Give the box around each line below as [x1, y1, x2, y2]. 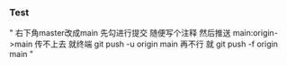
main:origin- [232, 28, 279, 38]
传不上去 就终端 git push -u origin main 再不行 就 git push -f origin [34, 38, 279, 50]
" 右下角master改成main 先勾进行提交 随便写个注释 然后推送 [9, 28, 231, 38]
